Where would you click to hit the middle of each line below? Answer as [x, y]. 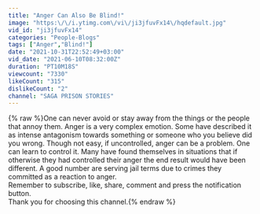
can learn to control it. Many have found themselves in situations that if [123, 152]
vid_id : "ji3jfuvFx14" [45, 30]
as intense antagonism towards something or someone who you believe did [130, 135]
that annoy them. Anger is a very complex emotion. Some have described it [130, 127]
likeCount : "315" [37, 81]
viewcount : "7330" [38, 74]
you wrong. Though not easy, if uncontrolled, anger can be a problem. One [129, 143]
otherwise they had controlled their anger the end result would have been [127, 160]
